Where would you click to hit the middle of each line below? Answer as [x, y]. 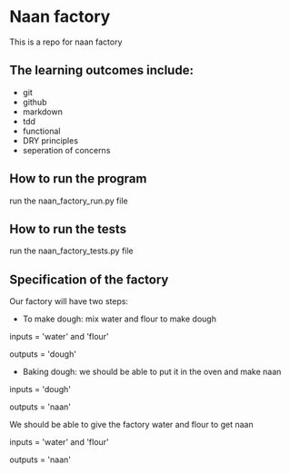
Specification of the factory [89, 279]
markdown [43, 112]
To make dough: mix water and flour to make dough [119, 319]
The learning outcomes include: [101, 70]
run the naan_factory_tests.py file [71, 251]
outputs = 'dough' [43, 354]
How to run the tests [68, 229]
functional [41, 131]
